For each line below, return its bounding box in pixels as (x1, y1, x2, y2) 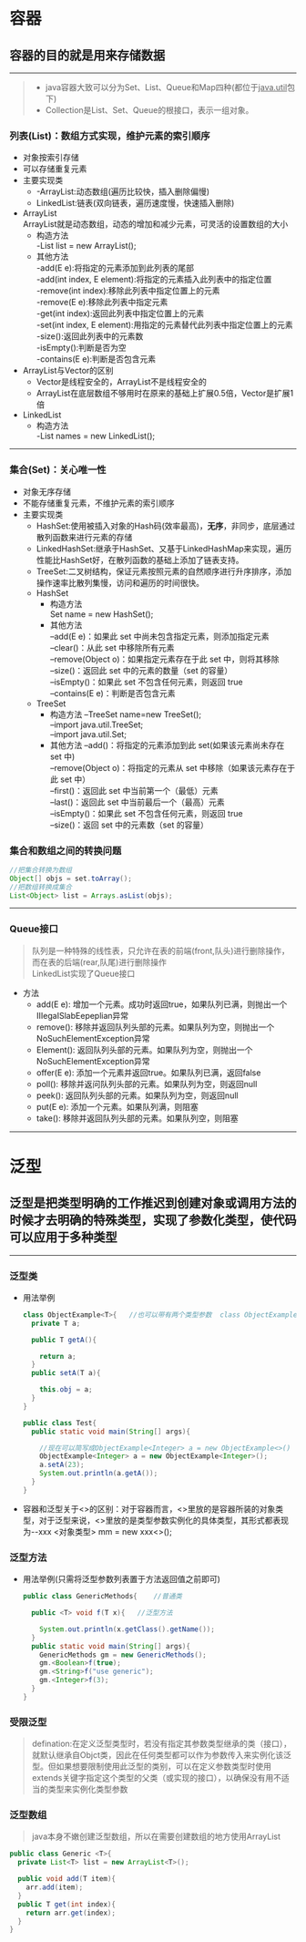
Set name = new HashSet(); (49, 608, 154, 620)
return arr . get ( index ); (25, 1908, 117, 1917)
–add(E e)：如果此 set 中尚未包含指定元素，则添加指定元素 (49, 631, 270, 642)
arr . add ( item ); (25, 1883, 84, 1892)
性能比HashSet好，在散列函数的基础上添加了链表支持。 (36, 554, 244, 565)
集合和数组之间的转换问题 (9, 844, 122, 857)
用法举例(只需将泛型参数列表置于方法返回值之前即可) (22, 1574, 221, 1585)
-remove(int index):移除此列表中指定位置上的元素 (36, 285, 220, 296)
